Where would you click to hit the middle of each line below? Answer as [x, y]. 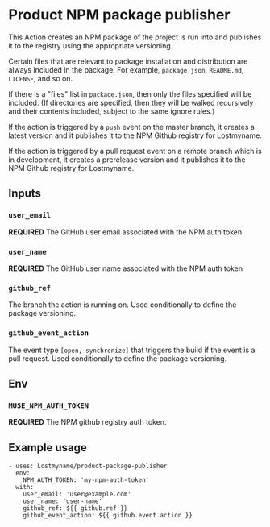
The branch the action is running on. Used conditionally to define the [123, 305]
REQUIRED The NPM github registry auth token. [87, 422]
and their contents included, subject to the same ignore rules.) [112, 111]
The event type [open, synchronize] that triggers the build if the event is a [132, 350]
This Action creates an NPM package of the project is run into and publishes [135, 37]
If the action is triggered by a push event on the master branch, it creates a [132, 127]
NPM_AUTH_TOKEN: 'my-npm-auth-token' [86, 480]
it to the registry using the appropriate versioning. [91, 45]
